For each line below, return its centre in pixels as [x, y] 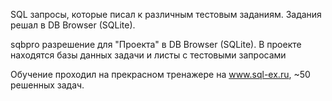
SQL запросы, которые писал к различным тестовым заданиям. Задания [166, 14]
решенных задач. [47, 85]
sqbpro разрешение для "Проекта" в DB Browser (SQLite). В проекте [156, 44]
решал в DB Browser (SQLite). [73, 25]
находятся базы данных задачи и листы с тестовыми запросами [148, 55]
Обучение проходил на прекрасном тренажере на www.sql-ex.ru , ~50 [160, 74]
